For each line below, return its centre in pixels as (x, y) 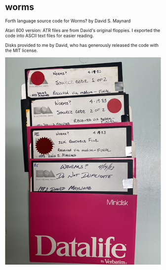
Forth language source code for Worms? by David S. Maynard (68, 21)
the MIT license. (21, 50)
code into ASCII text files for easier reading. (49, 36)
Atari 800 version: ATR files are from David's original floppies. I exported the (83, 30)
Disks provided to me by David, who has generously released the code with (82, 45)
